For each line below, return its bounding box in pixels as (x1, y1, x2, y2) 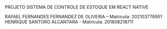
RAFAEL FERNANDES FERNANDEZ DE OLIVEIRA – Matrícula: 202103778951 (5, 14, 162, 19)
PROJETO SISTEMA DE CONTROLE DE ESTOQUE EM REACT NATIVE (5, 4, 149, 10)
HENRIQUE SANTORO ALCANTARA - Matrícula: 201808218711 (5, 19, 134, 25)
